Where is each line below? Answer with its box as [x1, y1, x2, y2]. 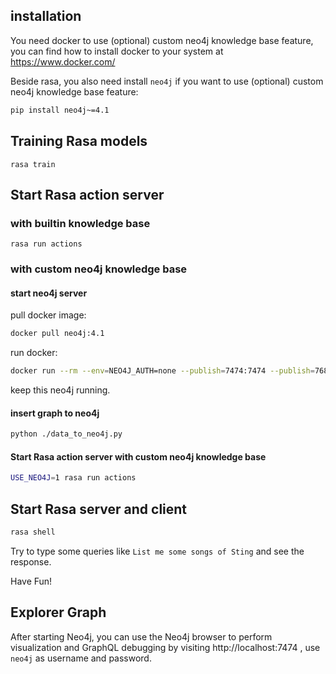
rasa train [10, 159, 56, 169]
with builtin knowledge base [10, 216, 151, 230]
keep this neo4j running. [10, 384, 111, 396]
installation [10, 8, 82, 25]
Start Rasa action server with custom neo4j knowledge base [10, 450, 267, 463]
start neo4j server [10, 287, 88, 299]
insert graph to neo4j [10, 407, 100, 419]
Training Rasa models [10, 133, 148, 150]
